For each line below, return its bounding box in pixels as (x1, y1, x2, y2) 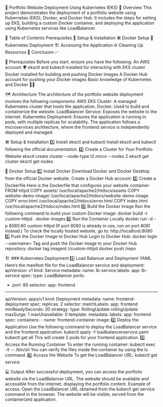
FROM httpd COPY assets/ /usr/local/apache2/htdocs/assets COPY (5, 187, 140, 193)
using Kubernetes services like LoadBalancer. (5, 25, 96, 31)
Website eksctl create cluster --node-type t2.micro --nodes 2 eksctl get (5, 153, 149, 159)
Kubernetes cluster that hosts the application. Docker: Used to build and (5, 103, 149, 109)
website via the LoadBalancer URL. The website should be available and (5, 376, 149, 381)
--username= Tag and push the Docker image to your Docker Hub (5, 240, 137, 246)
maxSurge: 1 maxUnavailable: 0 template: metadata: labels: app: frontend (5, 311, 151, 317)
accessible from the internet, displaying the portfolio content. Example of (5, 381, 151, 387)
